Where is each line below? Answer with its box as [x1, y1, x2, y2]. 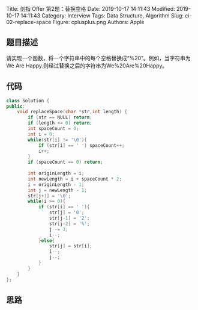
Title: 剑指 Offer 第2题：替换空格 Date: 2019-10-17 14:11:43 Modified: [6, 5, 175, 12]
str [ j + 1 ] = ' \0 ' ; [28, 193, 71, 199]
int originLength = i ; [28, 170, 85, 176]
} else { [38, 237, 55, 244]
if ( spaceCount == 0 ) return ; [28, 159, 103, 166]
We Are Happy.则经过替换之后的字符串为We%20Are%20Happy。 [6, 62, 168, 69]
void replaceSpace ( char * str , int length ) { [17, 109, 128, 115]
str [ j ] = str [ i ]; [49, 243, 93, 249]
